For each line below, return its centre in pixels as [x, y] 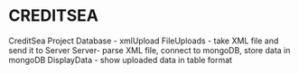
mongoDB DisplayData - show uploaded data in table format [120, 60]
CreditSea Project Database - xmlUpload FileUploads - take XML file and [144, 41]
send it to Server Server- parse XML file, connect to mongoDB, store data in [149, 50]
